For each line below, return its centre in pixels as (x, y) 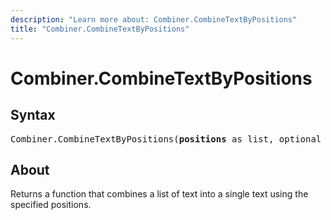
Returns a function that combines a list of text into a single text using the (159, 194)
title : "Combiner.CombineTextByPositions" (100, 29)
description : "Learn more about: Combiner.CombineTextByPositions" (154, 19)
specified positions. (51, 205)
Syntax (33, 115)
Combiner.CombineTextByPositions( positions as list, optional (166, 139)
